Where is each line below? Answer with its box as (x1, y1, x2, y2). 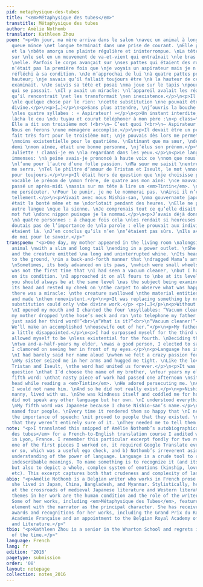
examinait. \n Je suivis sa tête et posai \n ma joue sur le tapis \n (11, 82, 188, 88)
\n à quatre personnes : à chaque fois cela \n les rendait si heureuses (11, 217, 196, 223)
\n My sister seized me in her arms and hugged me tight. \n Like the (11, 358, 188, 364)
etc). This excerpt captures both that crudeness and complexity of (11, 470, 188, 476)
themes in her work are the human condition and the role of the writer (11, 493, 199, 499)
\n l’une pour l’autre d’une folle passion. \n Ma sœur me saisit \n (11, 161, 185, 167)
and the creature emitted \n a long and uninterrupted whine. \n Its (11, 251, 185, 257)
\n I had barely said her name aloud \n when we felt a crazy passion (11, 352, 188, 358)
